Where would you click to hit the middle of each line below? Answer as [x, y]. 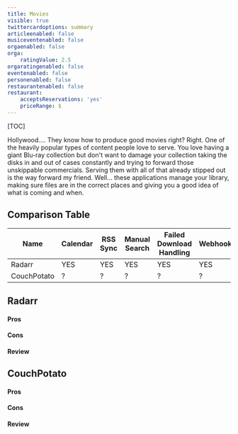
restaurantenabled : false [45, 86]
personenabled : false [39, 80]
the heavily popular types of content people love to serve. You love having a [118, 147]
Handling [175, 252]
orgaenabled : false [36, 47]
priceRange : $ [41, 106]
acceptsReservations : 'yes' [61, 100]
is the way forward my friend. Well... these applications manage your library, [118, 177]
